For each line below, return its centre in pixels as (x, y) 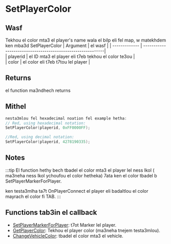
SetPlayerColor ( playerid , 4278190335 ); (48, 142)
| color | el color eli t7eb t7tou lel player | (48, 62)
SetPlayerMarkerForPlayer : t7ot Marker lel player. (65, 225)
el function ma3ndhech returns (38, 90)
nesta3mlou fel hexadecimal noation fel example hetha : (66, 118)
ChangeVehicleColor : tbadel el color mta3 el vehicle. (68, 236)
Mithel (16, 106)
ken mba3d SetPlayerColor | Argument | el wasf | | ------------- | (74, 46)
